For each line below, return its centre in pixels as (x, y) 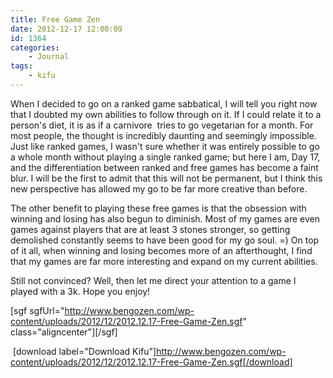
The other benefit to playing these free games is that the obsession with (158, 208)
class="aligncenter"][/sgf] (64, 332)
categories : (35, 47)
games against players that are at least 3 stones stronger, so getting (150, 229)
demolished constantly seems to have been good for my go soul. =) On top (165, 240)
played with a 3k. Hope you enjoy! (80, 291)
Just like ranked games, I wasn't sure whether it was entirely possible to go (165, 146)
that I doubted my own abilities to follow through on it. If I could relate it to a (166, 114)
